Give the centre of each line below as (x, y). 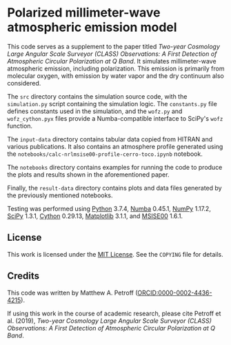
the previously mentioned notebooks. (60, 195)
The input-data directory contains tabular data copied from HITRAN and (110, 139)
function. (20, 126)
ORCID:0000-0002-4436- (175, 293)
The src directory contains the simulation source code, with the (97, 96)
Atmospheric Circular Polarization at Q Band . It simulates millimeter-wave (112, 61)
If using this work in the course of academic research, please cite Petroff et (114, 313)
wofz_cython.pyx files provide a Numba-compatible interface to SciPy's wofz (115, 118)
